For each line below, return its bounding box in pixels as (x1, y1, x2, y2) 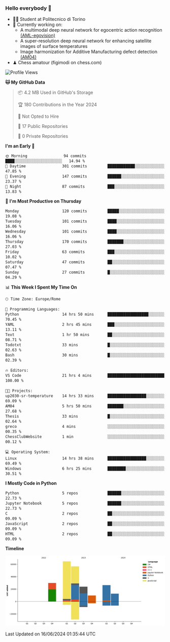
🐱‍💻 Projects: (5, 389, 33, 394)
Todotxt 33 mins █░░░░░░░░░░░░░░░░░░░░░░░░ (5, 343, 165, 348)
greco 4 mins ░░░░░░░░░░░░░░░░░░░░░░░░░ (5, 424, 165, 429)
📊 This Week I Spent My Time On (5, 284, 77, 290)
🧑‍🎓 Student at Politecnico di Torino (12, 16, 86, 22)
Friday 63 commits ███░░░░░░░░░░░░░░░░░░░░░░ (5, 249, 165, 254)
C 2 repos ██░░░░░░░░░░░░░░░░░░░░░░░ (5, 511, 165, 517)
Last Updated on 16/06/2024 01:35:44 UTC (5, 631, 96, 637)
